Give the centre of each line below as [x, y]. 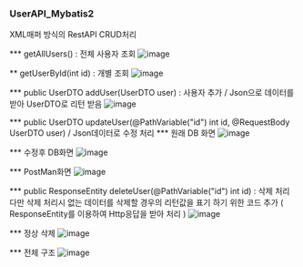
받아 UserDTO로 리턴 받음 [56, 104]
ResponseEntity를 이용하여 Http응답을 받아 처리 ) [98, 214]
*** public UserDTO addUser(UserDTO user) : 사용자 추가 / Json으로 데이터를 [151, 93]
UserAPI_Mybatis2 [52, 14]
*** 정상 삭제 [33, 233]
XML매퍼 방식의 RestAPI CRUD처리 [73, 35]
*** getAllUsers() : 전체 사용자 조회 [73, 54]
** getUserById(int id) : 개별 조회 [69, 73]
